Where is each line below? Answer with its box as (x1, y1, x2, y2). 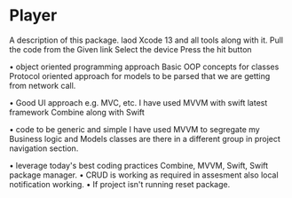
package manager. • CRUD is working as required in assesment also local (9, 170, 279, 180)
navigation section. (9, 143, 79, 154)
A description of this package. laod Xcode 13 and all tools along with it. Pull (9, 35, 284, 45)
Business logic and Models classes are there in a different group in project (9, 133, 281, 144)
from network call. (9, 80, 76, 91)
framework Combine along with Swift (9, 107, 145, 117)
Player (9, 5, 58, 26)
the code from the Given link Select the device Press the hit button (9, 44, 252, 54)
